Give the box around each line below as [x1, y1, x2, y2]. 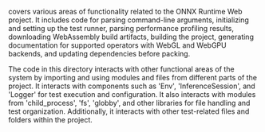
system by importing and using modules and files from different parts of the [8, 73, 258, 82]
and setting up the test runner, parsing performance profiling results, [8, 24, 234, 33]
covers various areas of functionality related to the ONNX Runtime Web [8, 7, 243, 16]
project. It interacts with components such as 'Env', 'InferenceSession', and [8, 81, 255, 91]
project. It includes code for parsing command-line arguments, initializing [8, 15, 249, 25]
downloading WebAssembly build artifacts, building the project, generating [8, 32, 254, 41]
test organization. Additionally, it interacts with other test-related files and [8, 107, 250, 116]
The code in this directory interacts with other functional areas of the [8, 64, 235, 74]
